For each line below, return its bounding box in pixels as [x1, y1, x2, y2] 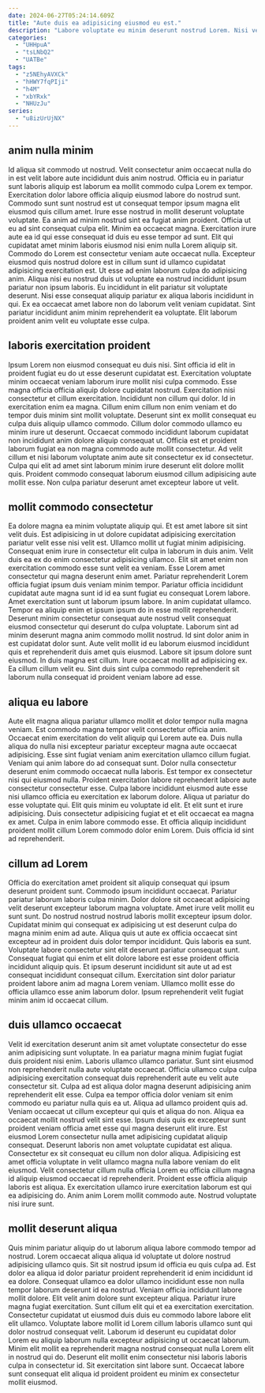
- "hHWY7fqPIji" [15, 77, 69, 85]
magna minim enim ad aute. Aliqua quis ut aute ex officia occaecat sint [8, 928, 238, 938]
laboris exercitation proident [8, 339, 151, 353]
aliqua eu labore [8, 695, 89, 708]
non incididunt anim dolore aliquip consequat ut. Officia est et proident [8, 436, 237, 445]
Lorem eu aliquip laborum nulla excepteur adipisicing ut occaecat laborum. [8, 1335, 251, 1345]
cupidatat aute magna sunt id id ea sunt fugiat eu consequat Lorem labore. [8, 588, 251, 598]
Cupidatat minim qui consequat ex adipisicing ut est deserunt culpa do [8, 919, 237, 929]
